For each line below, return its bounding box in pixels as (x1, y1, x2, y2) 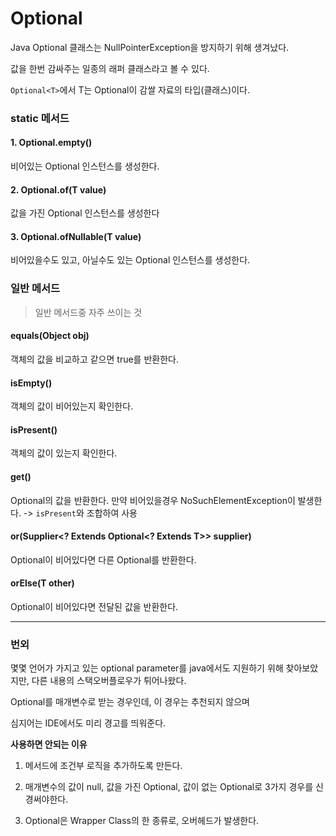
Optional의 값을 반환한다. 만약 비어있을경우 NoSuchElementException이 (10, 494, 296, 506)
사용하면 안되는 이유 (10, 738, 88, 751)
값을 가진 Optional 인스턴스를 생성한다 (10, 207, 160, 219)
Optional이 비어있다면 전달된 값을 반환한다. (10, 600, 179, 612)
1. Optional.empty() (10, 137, 93, 149)
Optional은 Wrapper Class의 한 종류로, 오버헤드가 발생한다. (24, 815, 260, 827)
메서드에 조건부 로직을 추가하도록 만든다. (24, 760, 183, 772)
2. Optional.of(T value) (10, 183, 107, 196)
